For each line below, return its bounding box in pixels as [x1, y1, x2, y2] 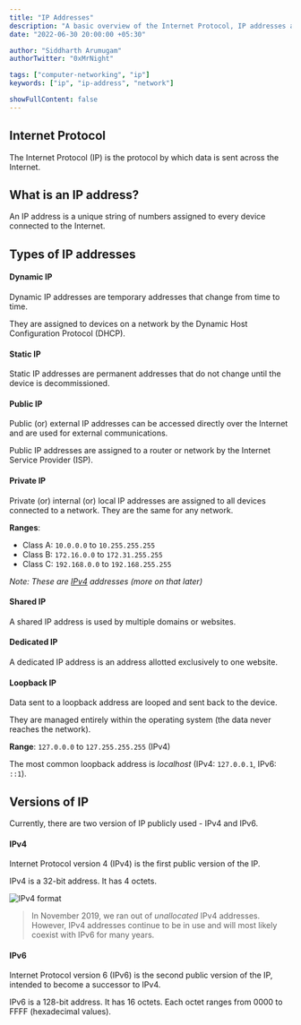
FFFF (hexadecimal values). [9, 1006, 112, 1017]
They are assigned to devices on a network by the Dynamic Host [9, 318, 248, 329]
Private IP [9, 475, 47, 486]
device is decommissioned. [9, 378, 110, 389]
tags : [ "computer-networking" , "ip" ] [9, 71, 150, 80]
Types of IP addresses [9, 246, 136, 262]
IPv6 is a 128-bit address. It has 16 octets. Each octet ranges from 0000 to [9, 996, 283, 1008]
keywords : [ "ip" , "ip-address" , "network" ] [9, 79, 175, 88]
